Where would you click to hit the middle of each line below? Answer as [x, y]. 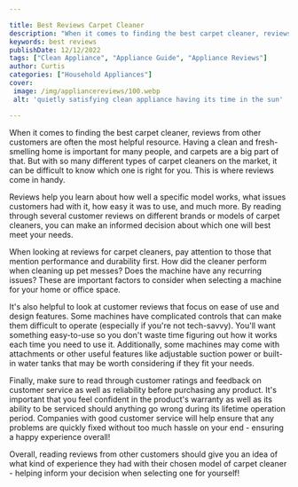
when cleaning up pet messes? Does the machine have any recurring [136, 271]
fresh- [267, 142]
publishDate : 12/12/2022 [55, 50]
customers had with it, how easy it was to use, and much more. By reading [145, 206]
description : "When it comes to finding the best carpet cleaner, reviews [150, 33]
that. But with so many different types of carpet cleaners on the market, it [143, 161]
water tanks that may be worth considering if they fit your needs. [136, 363]
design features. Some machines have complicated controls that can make [145, 316]
